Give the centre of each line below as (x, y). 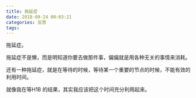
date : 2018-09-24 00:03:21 (39, 17)
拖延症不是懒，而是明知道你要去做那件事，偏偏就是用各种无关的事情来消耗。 (98, 57)
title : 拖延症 (22, 11)
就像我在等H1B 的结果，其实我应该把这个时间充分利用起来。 (78, 90)
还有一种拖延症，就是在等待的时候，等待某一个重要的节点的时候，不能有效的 (98, 70)
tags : (13, 28)
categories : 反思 (26, 22)
